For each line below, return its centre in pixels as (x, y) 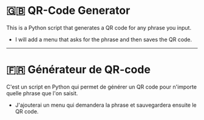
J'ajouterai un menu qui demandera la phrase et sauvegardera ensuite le (106, 105)
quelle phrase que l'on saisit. (42, 93)
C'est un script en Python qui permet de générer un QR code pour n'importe (102, 87)
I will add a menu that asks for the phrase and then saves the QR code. (104, 39)
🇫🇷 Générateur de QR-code (78, 70)
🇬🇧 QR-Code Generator (68, 11)
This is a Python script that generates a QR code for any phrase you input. (99, 27)
